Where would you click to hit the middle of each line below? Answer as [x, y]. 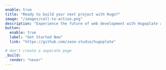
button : [13, 28]
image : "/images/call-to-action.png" [44, 19]
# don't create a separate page [38, 51]
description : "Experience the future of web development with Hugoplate [82, 23]
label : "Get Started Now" [36, 37]
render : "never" [26, 60]
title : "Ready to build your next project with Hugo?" [63, 14]
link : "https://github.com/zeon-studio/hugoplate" [63, 42]
